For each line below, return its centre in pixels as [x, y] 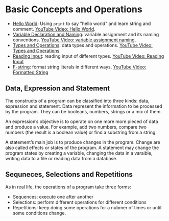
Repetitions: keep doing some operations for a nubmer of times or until [87, 207]
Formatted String [30, 72]
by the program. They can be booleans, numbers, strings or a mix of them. [84, 111]
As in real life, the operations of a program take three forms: [68, 187]
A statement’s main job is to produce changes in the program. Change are [83, 142]
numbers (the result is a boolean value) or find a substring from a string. [81, 132]
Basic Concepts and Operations [74, 9]
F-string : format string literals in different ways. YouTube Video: [79, 67]
